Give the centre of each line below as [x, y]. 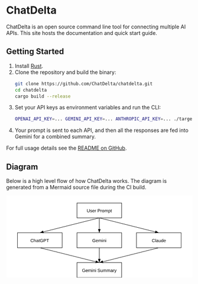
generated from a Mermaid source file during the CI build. [76, 188]
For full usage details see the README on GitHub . [66, 148]
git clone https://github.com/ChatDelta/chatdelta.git [84, 83]
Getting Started [35, 52]
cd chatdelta [31, 90]
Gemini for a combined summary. [55, 137]
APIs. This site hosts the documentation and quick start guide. [82, 33]
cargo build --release [43, 96]
